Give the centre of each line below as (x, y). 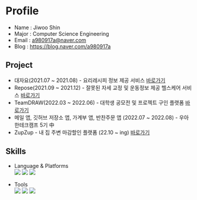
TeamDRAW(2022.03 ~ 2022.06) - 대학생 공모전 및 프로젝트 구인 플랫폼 (99, 102)
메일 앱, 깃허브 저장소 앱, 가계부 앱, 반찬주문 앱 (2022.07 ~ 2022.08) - (96, 117)
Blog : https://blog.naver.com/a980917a (62, 46)
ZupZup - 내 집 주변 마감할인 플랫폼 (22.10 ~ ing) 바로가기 (82, 132)
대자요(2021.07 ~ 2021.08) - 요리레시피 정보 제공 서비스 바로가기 (90, 80)
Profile (22, 11)
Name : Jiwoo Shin (37, 27)
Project (19, 65)
